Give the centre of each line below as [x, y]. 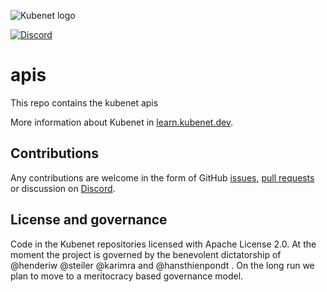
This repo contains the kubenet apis [84, 102]
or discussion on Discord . [63, 188]
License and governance [89, 220]
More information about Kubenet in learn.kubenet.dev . [122, 122]
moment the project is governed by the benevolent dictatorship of [146, 254]
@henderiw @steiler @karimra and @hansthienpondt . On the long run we [162, 265]
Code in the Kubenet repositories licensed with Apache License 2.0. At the [163, 244]
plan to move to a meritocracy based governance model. [127, 276]
